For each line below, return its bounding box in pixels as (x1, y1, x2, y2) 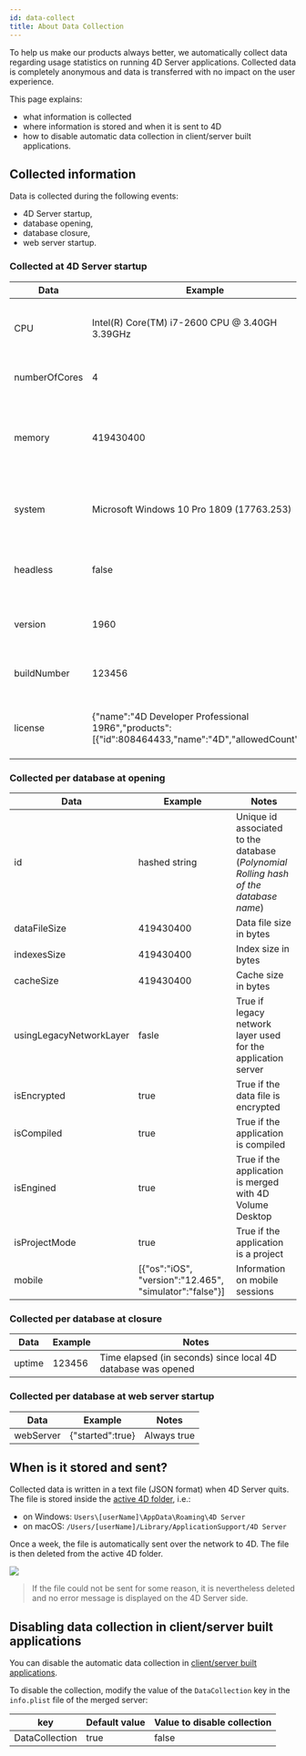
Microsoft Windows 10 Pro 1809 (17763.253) (92, 503, 292, 516)
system (14, 503, 46, 516)
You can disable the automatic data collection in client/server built (9, 1658, 258, 1669)
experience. (9, 76, 55, 87)
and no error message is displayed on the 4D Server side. (31, 1593, 249, 1604)
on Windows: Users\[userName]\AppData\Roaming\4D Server (22, 1511, 246, 1522)
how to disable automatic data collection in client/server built (22, 130, 252, 141)
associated (236, 822, 283, 834)
